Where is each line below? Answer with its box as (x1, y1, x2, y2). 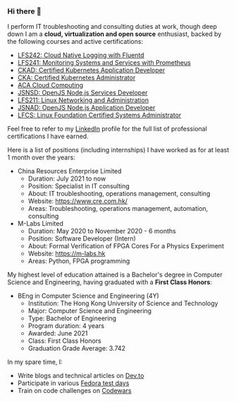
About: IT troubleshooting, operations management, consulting (27, 190, 211, 198)
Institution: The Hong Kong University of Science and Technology (27, 299, 218, 307)
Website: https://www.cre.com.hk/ (27, 197, 128, 205)
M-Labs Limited (17, 219, 63, 228)
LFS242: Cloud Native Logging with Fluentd (17, 51, 144, 59)
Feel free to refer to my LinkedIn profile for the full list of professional (7, 125, 208, 133)
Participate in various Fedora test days (17, 379, 130, 387)
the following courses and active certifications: (7, 37, 143, 46)
